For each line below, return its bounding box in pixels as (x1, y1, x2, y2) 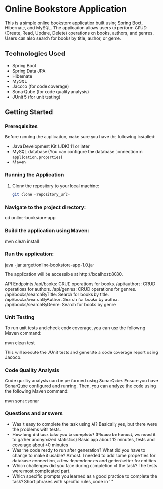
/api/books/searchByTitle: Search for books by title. (5, 291, 109, 297)
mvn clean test (5, 340, 35, 346)
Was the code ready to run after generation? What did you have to (12, 447, 146, 453)
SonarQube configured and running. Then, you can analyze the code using (5, 383, 156, 389)
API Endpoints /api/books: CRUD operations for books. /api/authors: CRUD (5, 281, 156, 287)
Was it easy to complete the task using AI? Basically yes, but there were (12, 421, 157, 427)
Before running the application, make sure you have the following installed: (5, 134, 156, 140)
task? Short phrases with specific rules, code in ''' (12, 479, 114, 485)
